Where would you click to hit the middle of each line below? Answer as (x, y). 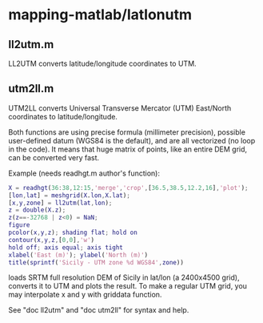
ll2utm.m (31, 44)
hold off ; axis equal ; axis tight (66, 247)
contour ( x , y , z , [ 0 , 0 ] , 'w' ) (52, 240)
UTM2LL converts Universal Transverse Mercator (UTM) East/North (120, 108)
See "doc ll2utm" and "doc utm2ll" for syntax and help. (99, 310)
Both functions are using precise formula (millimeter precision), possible (127, 132)
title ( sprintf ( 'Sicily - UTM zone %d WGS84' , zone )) (96, 262)
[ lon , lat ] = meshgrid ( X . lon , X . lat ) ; (69, 195)
